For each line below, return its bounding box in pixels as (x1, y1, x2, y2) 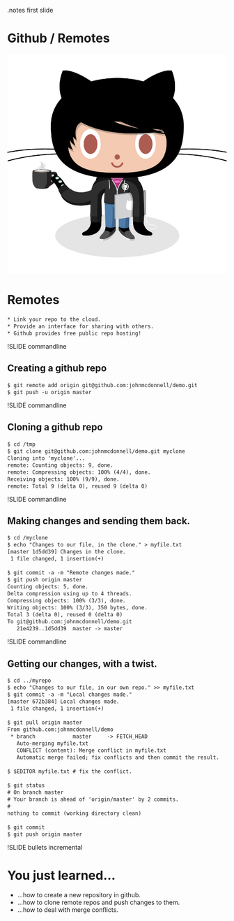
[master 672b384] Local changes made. (7, 698, 120, 705)
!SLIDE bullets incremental (7, 843, 83, 852)
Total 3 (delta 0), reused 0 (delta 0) (7, 611, 123, 618)
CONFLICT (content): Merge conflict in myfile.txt (16, 747, 167, 754)
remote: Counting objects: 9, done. (7, 461, 114, 469)
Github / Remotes (7, 31, 110, 46)
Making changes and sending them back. (7, 515, 190, 527)
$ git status (7, 782, 45, 789)
